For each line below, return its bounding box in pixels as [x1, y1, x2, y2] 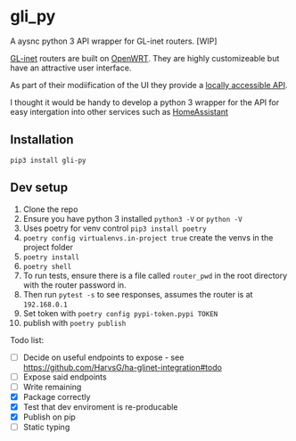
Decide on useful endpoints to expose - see [22, 352, 185, 363]
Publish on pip [22, 412, 77, 422]
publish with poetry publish [22, 317, 127, 328]
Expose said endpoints [22, 372, 107, 382]
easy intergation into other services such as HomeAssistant [10, 106, 228, 117]
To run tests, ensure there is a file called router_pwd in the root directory [22, 270, 288, 281]
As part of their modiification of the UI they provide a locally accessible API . [10, 79, 288, 90]
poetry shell [22, 262, 72, 271]
